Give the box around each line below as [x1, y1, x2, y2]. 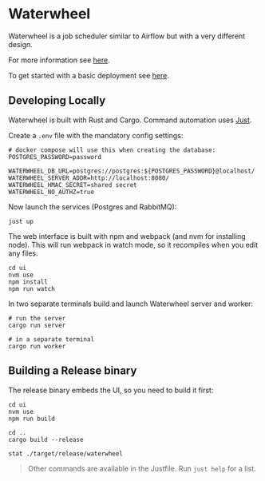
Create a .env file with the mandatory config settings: [8, 130, 184, 140]
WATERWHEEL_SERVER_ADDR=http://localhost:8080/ [8, 173, 170, 182]
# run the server [8, 314, 66, 322]
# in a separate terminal [8, 335, 94, 344]
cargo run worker [8, 342, 66, 350]
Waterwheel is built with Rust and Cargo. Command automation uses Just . [8, 115, 252, 125]
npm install [8, 277, 48, 286]
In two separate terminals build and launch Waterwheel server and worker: [8, 299, 254, 308]
